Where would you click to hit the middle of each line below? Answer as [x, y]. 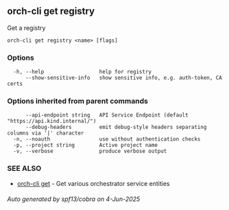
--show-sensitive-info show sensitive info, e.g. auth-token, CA [124, 78]
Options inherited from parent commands [78, 101]
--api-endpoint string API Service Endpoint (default [107, 115]
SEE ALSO [24, 169]
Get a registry [26, 27]
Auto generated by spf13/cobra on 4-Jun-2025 [74, 199]
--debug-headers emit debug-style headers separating [116, 127]
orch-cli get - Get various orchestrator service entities [93, 183]
